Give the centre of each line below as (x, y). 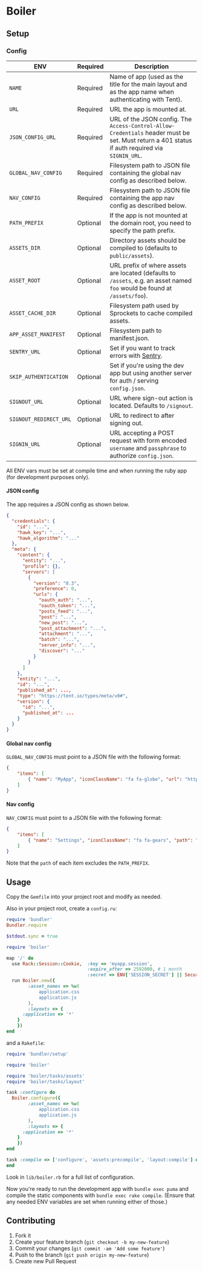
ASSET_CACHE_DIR (33, 313)
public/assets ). (132, 255)
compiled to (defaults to (143, 248)
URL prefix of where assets (148, 265)
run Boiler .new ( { (34, 981)
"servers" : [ (39, 572)
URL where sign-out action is (151, 398)
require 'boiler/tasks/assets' (46, 1076)
